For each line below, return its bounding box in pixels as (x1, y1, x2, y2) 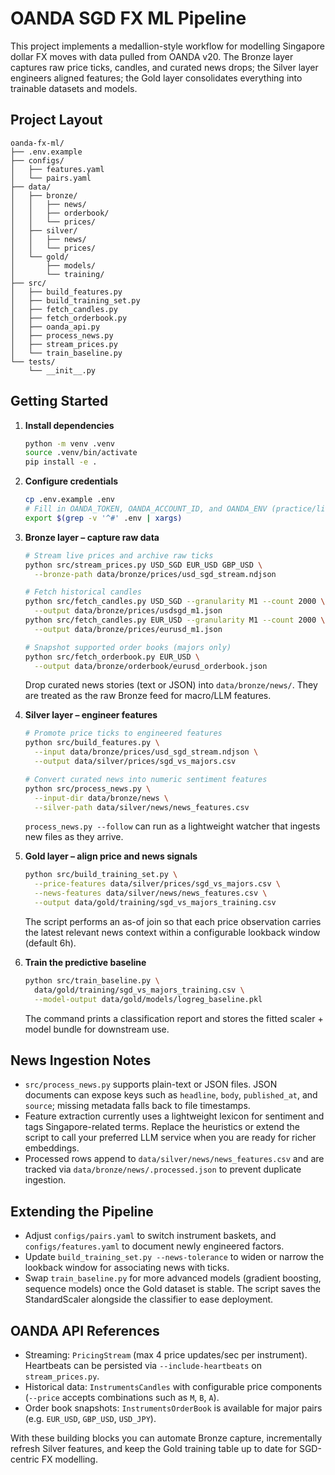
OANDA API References (10, 1322, 160, 1339)
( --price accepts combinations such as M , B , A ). (24, 1392, 220, 1403)
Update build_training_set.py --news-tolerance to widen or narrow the (24, 1251, 325, 1263)
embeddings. (24, 1142, 80, 1154)
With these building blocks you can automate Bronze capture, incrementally (10, 1432, 323, 1444)
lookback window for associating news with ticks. (24, 1262, 230, 1274)
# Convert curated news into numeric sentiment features (24, 774, 268, 784)
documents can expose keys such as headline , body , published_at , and (24, 1089, 318, 1101)
